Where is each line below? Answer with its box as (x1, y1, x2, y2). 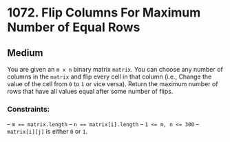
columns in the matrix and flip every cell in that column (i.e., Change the (7, 72, 212, 81)
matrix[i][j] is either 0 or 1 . (7, 128, 88, 136)
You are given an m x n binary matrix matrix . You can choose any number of (7, 65, 224, 73)
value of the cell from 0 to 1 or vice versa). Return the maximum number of (7, 80, 218, 88)
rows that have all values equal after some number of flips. (7, 88, 174, 95)
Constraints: (7, 104, 50, 114)
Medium (7, 47, 43, 59)
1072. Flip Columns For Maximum (7, 5, 201, 21)
